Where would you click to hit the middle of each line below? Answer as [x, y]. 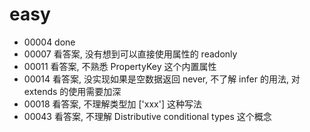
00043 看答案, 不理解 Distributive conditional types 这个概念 [147, 116]
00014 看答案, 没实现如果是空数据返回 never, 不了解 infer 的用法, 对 [162, 79]
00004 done [49, 42]
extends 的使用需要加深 [72, 91]
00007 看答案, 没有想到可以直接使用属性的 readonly [130, 54]
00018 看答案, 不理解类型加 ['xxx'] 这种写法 [112, 104]
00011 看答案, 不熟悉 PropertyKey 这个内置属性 [120, 66]
